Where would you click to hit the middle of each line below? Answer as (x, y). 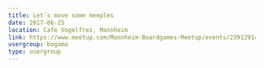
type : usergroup (35, 52)
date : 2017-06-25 (37, 23)
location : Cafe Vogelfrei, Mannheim (68, 30)
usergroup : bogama (38, 45)
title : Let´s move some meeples (61, 15)
